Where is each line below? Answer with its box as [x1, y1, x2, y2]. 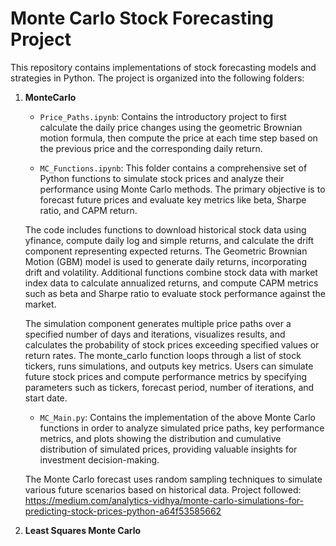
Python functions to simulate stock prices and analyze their [39, 172, 285, 184]
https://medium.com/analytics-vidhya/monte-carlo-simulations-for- [24, 494, 304, 506]
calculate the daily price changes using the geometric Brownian [39, 121, 303, 133]
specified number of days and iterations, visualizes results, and [24, 328, 286, 340]
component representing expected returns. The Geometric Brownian [24, 245, 308, 257]
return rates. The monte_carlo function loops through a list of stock [24, 349, 302, 361]
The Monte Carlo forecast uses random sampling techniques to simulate [24, 473, 323, 485]
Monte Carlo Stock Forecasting [10, 7, 274, 30]
